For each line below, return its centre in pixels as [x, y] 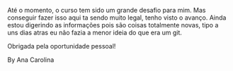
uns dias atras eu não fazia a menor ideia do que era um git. [95, 32]
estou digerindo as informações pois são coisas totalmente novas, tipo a [113, 25]
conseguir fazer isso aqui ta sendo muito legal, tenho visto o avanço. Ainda [117, 18]
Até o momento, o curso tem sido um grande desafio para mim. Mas [107, 10]
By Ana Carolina [31, 60]
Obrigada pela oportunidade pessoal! [62, 46]
